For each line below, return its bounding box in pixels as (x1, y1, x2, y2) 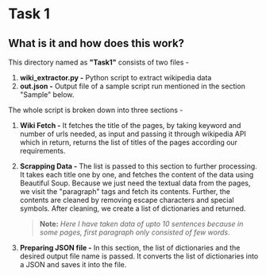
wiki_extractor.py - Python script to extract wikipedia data (19, 73, 212, 82)
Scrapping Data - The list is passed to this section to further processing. (19, 161, 258, 171)
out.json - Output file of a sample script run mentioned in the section (19, 81, 246, 91)
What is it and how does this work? (8, 37, 185, 50)
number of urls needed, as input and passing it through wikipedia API (19, 129, 246, 138)
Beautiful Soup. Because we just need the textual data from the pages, (19, 178, 252, 188)
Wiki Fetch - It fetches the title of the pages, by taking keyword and (19, 121, 241, 130)
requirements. (19, 146, 66, 155)
